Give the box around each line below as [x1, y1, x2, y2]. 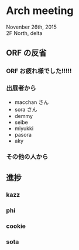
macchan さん [14, 98, 49, 106]
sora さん [14, 106, 37, 113]
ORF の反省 [6, 48, 47, 58]
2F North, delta [6, 29, 43, 36]
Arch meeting [6, 4, 74, 18]
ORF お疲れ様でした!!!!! [6, 67, 72, 75]
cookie [6, 222, 26, 230]
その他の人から [6, 153, 49, 161]
